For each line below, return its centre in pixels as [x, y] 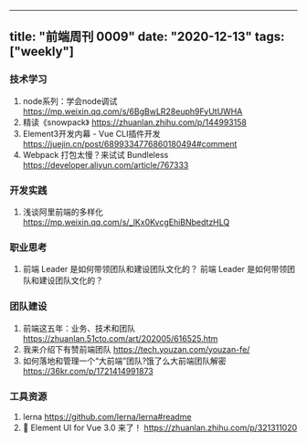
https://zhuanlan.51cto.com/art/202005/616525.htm [120, 338]
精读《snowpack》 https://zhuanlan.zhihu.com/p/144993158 [134, 122]
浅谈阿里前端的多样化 [63, 212]
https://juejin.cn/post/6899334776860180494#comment [130, 143]
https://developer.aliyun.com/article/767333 [106, 164]
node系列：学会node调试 [70, 100]
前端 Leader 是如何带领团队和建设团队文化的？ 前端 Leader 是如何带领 [155, 269]
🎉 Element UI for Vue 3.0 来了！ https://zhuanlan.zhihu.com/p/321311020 [160, 427]
